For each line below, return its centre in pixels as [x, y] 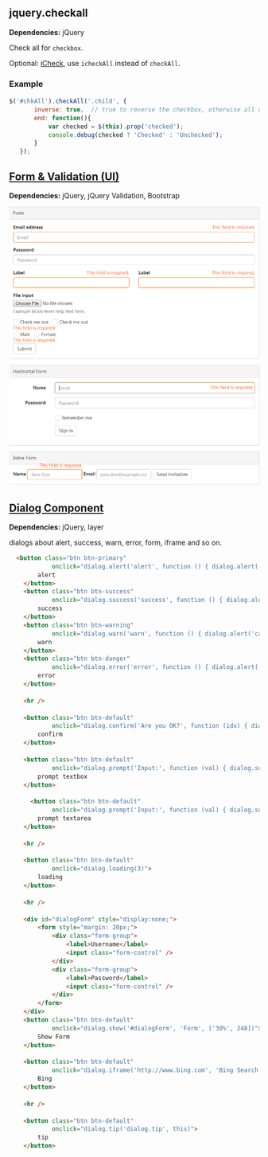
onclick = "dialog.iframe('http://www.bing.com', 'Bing [142, 1070]
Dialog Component [56, 508]
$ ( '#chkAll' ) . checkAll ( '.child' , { [68, 102]
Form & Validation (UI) [64, 176]
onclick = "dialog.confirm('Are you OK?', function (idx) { [150, 726]
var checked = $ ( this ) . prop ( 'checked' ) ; [116, 127]
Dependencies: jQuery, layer [56, 527]
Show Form [54, 1037]
